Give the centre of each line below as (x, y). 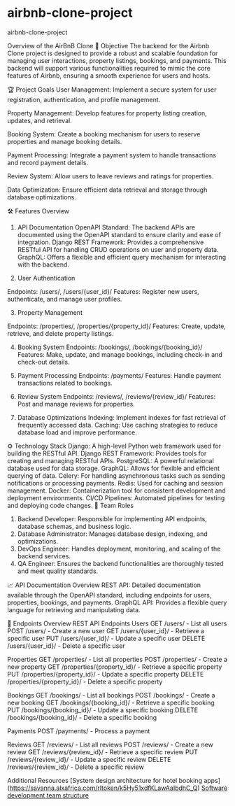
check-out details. (43, 362)
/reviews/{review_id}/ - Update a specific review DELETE (89, 759)
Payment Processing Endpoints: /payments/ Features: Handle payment (119, 375)
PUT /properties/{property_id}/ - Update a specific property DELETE (106, 674)
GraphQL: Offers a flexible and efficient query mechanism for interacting (122, 257)
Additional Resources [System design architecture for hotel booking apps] (114, 780)
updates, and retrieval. (40, 120)
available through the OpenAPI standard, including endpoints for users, (109, 595)
